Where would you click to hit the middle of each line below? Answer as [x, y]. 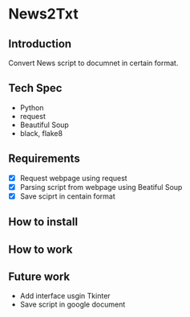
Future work [39, 276]
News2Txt [43, 14]
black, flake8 [41, 133]
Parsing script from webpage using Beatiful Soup [101, 187]
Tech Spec [35, 88]
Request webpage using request [73, 178]
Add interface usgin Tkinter [65, 296]
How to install [43, 222]
